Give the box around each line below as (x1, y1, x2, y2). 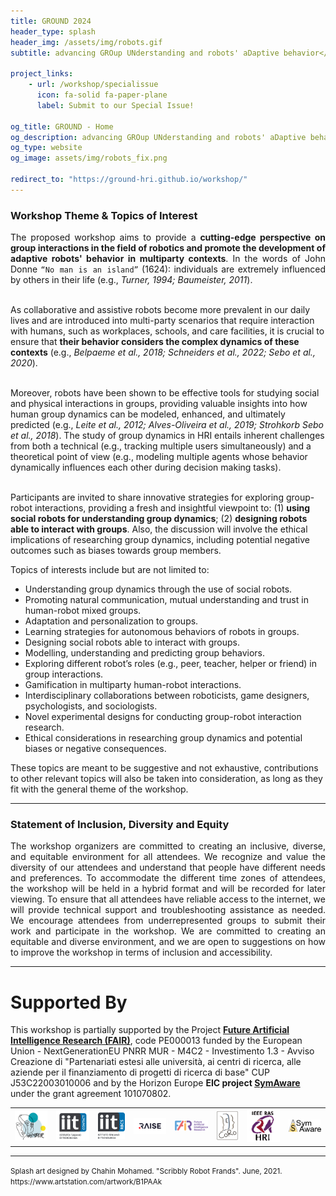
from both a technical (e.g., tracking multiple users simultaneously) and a (10, 440, 312, 452)
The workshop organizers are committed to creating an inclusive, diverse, (10, 840, 326, 852)
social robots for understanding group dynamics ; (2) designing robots (10, 513, 308, 525)
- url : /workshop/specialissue (28, 80, 159, 90)
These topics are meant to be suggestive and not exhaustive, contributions (10, 762, 319, 774)
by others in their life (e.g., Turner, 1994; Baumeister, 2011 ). (10, 274, 253, 286)
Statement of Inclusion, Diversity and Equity (10, 817, 230, 831)
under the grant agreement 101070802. (10, 1088, 172, 1100)
